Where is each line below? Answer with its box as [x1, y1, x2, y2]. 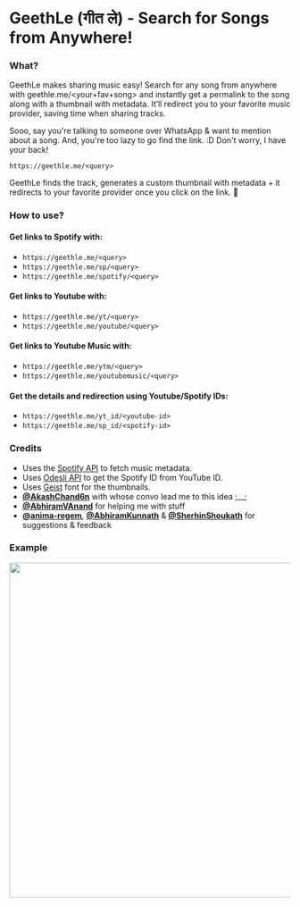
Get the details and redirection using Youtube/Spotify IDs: [9, 391, 229, 401]
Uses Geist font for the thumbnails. [21, 482, 151, 492]
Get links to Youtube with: [9, 290, 107, 302]
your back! [9, 145, 49, 155]
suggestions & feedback [21, 519, 112, 530]
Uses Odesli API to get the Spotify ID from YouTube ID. [21, 472, 223, 483]
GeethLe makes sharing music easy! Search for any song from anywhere [9, 80, 278, 90]
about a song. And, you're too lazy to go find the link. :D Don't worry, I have [9, 135, 287, 146]
